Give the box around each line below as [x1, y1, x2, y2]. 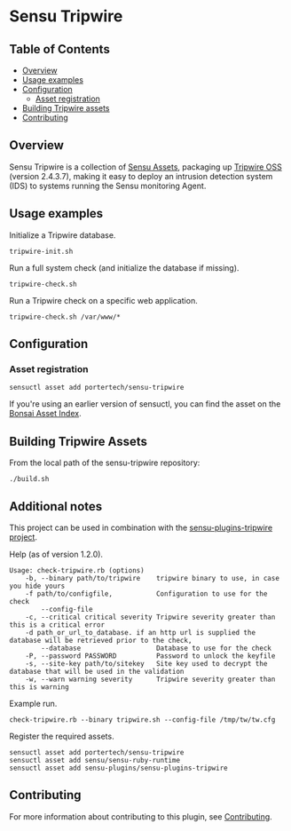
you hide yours [9, 582, 66, 590]
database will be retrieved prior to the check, [9, 636, 193, 645]
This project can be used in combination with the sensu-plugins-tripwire [9, 522, 273, 533]
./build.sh [9, 475, 50, 484]
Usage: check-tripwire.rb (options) [9, 566, 145, 574]
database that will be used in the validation [9, 667, 185, 676]
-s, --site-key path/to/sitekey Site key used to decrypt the [25, 659, 268, 668]
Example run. [9, 698, 58, 708]
